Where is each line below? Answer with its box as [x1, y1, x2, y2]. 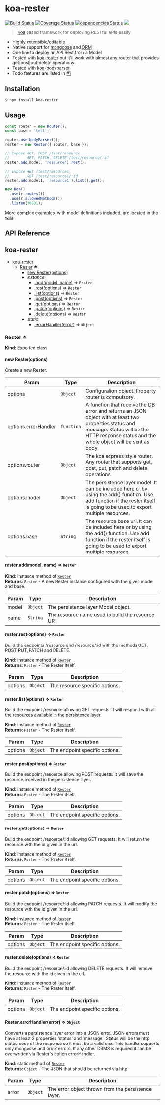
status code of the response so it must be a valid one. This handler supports [5, 1041, 160, 1046]
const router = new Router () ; [5, 124, 67, 129]
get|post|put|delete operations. [12, 60, 76, 65]
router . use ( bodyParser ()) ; [5, 137, 60, 143]
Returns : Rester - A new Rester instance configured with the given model [5, 578, 154, 584]
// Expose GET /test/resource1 [5, 169, 69, 174]
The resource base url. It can [85, 518, 152, 524]
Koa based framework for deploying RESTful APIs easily [17, 29, 131, 35]
